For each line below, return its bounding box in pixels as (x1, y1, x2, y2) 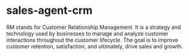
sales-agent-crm (6, 4, 93, 17)
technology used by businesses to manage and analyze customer (6, 30, 169, 37)
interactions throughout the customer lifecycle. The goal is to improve (6, 36, 178, 43)
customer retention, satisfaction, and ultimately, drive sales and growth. (6, 43, 183, 50)
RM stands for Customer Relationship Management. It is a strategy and (6, 23, 181, 31)
